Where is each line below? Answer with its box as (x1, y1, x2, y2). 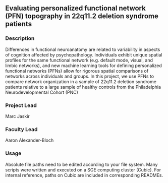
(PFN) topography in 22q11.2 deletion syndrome (5, 12, 159, 21)
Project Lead (5, 102, 37, 109)
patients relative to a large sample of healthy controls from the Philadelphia (5, 84, 161, 90)
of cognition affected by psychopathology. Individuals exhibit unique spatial (5, 51, 162, 57)
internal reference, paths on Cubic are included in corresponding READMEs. (5, 172, 163, 178)
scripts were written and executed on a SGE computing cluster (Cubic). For (5, 166, 161, 173)
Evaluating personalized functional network (5, 4, 146, 13)
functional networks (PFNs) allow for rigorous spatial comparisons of (5, 68, 149, 74)
